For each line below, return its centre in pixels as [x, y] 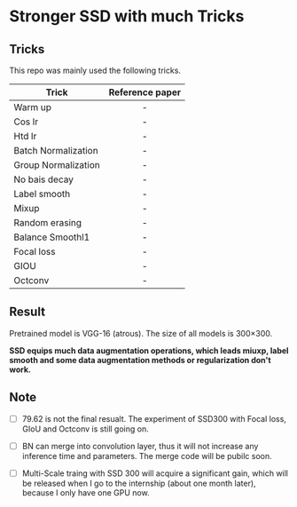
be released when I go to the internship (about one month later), [139, 483]
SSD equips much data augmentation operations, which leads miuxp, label [149, 350]
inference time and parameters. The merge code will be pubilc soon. [147, 456]
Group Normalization [57, 165]
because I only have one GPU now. [86, 492]
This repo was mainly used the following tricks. [95, 70]
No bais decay [43, 179]
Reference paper [145, 92]
